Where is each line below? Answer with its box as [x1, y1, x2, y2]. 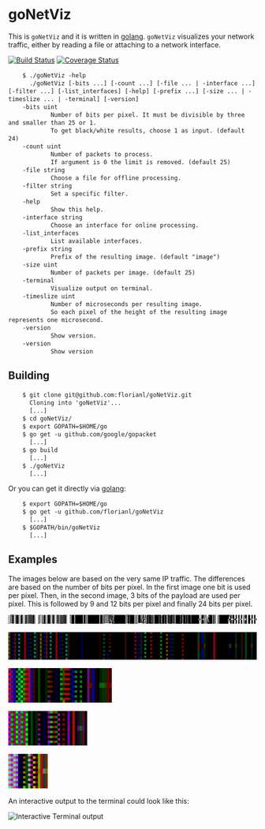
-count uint [22, 142, 62, 151]
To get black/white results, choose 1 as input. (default [50, 126, 245, 135]
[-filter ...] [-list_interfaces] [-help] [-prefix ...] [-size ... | [8, 87, 245, 95]
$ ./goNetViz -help [22, 71, 87, 80]
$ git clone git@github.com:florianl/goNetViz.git [22, 390, 192, 399]
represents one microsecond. [8, 316, 104, 324]
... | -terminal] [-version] [43, 95, 140, 103]
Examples [8, 553, 58, 566]
